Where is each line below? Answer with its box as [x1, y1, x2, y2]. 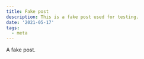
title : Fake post [6, 8, 49, 15]
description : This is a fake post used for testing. [6, 14, 139, 20]
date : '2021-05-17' [6, 19, 55, 25]
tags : [6, 25, 20, 31]
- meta [11, 30, 28, 36]
